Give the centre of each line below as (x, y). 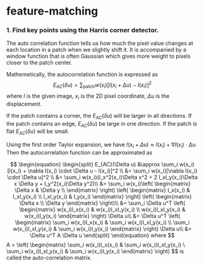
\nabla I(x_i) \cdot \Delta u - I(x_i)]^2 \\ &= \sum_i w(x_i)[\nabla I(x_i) (113, 171)
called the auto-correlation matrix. (49, 257)
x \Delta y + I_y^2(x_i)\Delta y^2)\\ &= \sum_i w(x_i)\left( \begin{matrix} (102, 183)
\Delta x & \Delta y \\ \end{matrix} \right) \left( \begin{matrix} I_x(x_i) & (102, 190)
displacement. (24, 104)
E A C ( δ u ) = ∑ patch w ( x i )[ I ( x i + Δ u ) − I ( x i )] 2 (102, 85)
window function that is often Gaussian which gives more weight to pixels (98, 56)
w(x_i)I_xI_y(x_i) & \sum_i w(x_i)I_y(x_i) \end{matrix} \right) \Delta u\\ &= (102, 228)
